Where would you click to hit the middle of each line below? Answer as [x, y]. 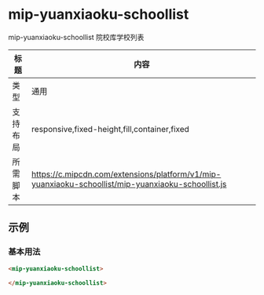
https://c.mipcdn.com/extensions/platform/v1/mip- [126, 174]
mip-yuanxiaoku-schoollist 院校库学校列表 [76, 37]
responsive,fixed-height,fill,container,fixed [110, 129]
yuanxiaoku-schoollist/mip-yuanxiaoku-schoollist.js [129, 184]
